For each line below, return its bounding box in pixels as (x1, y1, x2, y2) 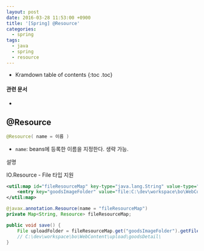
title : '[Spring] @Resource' (6, 20, 80, 26)
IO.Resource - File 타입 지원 (6, 171, 74, 179)
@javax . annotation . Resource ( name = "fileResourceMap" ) (6, 205, 148, 212)
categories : (6, 26, 36, 32)
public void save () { (6, 222, 61, 228)
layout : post (6, 9, 39, 15)
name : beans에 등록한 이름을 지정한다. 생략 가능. (15, 145, 129, 152)
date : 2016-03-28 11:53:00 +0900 (6, 15, 91, 21)
